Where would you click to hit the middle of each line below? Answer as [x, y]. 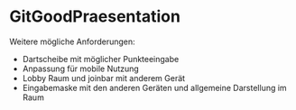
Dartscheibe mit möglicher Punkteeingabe [101, 59]
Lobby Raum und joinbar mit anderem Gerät [104, 78]
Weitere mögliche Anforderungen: [72, 41]
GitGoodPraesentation [95, 17]
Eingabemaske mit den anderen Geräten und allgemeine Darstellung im [154, 87]
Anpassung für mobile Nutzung [81, 69]
